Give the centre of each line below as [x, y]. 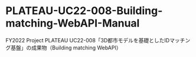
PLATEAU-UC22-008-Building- [84, 11]
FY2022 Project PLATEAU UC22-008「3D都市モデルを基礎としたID [88, 40]
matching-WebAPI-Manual [73, 23]
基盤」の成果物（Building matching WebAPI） [66, 48]
